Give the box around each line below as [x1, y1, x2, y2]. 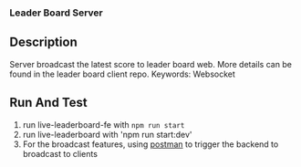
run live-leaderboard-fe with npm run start [22, 119, 185, 130]
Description [9, 35, 78, 50]
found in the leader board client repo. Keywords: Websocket [9, 68, 235, 79]
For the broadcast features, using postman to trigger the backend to [22, 139, 279, 150]
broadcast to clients [22, 148, 99, 159]
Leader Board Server [9, 6, 103, 19]
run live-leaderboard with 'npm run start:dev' [22, 129, 192, 140]
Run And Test [9, 95, 88, 110]
